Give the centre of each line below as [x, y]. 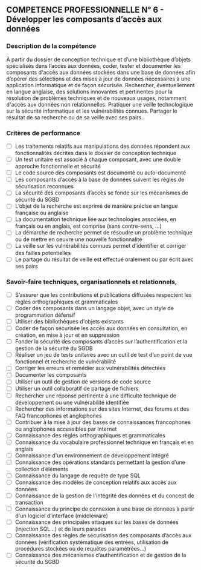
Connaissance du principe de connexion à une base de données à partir [105, 509]
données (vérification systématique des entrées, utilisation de [92, 542]
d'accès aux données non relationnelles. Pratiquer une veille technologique [100, 104]
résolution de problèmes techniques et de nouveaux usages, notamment [96, 98]
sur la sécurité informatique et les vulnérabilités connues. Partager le [92, 111]
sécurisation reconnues [44, 187]
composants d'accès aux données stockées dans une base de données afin [101, 72]
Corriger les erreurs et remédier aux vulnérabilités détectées [90, 368]
